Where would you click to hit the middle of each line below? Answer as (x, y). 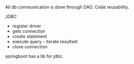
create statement (30, 36)
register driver (27, 26)
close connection (30, 47)
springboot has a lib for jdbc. (34, 56)
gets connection (29, 31)
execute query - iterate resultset (45, 42)
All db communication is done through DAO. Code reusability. (67, 7)
